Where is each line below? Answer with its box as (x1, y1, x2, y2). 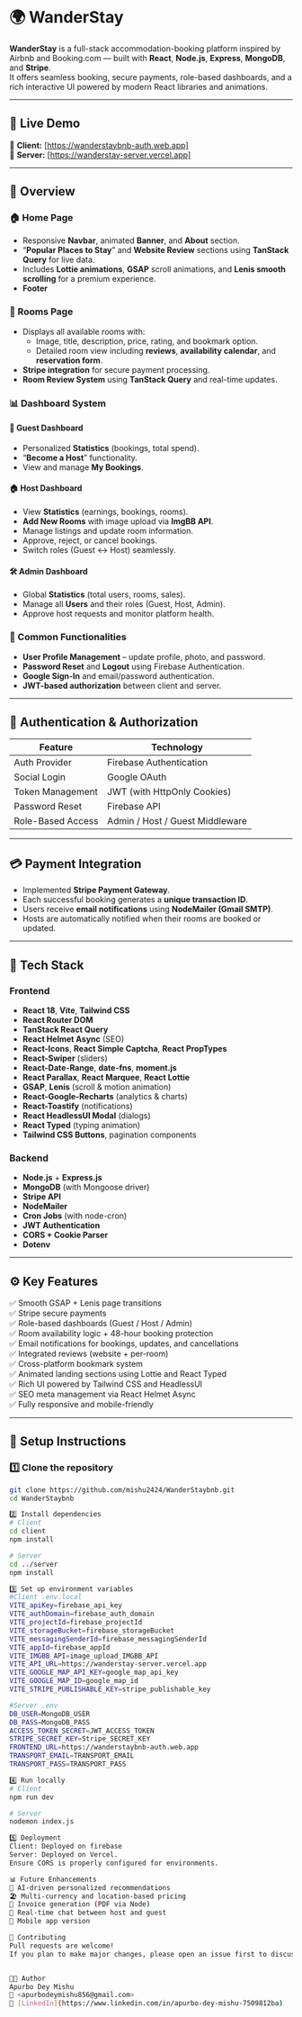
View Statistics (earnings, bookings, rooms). (22, 506, 189, 518)
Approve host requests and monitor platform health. (22, 609, 215, 620)
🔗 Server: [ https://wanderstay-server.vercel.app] (9, 149, 191, 160)
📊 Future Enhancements (9, 1875, 97, 1884)
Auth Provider (13, 756, 72, 769)
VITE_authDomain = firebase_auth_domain (9, 1609, 155, 1619)
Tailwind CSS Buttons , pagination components (22, 1129, 197, 1140)
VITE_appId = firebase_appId (9, 1642, 111, 1652)
